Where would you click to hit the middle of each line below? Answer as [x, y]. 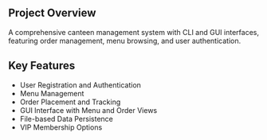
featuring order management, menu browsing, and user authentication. [125, 41]
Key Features [42, 66]
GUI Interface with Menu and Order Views [88, 110]
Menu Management [52, 93]
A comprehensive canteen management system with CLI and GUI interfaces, [133, 32]
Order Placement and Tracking [70, 102]
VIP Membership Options [61, 127]
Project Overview [52, 13]
